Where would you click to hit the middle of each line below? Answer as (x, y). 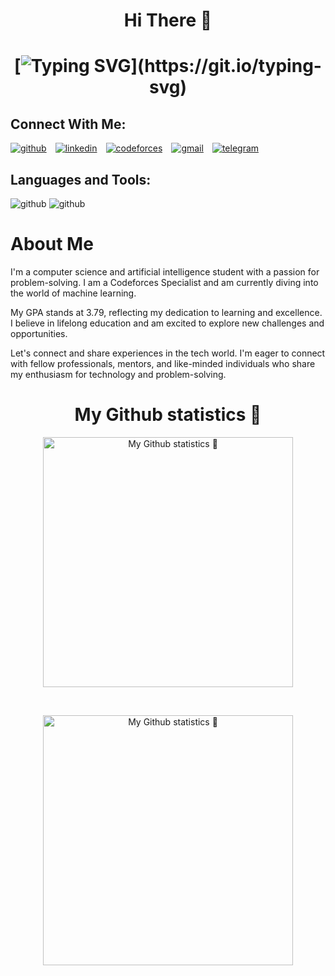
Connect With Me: (68, 124)
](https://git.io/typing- (226, 66)
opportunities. (39, 333)
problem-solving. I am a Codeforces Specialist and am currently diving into (164, 282)
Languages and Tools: (81, 179)
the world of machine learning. (73, 293)
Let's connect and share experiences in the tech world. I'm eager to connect (168, 353)
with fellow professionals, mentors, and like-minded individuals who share (163, 363)
